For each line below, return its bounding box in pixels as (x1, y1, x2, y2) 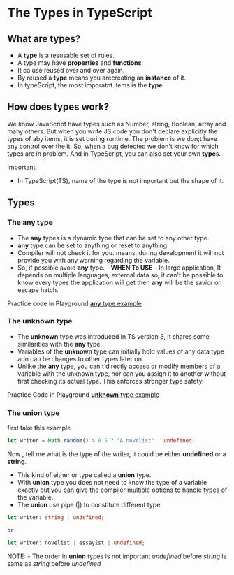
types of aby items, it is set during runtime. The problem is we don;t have (7, 134, 218, 143)
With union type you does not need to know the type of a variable (17, 478, 207, 486)
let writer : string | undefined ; (7, 514, 105, 521)
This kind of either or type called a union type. (17, 470, 152, 479)
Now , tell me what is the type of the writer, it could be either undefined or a (7, 449, 226, 458)
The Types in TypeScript (7, 5, 152, 21)
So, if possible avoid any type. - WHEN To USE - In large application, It (17, 263, 221, 272)
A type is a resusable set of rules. (17, 51, 115, 59)
